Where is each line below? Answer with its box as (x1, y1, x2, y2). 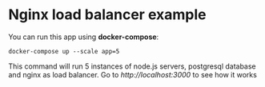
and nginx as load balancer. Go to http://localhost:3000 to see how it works (8, 69, 258, 79)
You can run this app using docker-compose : (8, 32, 159, 42)
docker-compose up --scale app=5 (8, 47, 120, 55)
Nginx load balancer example (8, 6, 207, 24)
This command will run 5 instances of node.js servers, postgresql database (8, 61, 256, 71)
